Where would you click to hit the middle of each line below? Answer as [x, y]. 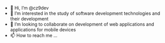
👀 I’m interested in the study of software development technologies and [85, 13]
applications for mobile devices [43, 30]
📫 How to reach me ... [34, 35]
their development [29, 19]
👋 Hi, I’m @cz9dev [30, 8]
